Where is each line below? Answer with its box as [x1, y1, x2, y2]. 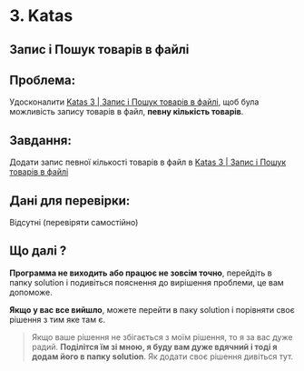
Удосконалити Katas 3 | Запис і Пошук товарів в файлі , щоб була [9, 96, 260, 107]
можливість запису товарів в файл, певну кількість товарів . [9, 106, 244, 117]
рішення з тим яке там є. [9, 314, 106, 325]
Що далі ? [9, 243, 67, 259]
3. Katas [9, 5, 74, 26]
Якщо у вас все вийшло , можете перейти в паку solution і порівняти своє [9, 304, 295, 315]
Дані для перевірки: [9, 193, 131, 208]
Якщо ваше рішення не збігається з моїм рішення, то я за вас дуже [31, 331, 293, 342]
